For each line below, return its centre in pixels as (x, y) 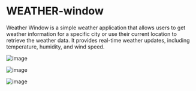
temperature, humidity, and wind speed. (55, 47)
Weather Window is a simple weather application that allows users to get (96, 28)
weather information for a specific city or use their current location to (91, 34)
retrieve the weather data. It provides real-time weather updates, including (98, 40)
